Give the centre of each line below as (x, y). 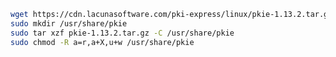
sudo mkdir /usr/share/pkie (69, 23)
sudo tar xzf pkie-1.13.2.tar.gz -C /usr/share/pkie (122, 33)
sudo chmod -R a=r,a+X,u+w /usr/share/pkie (102, 42)
